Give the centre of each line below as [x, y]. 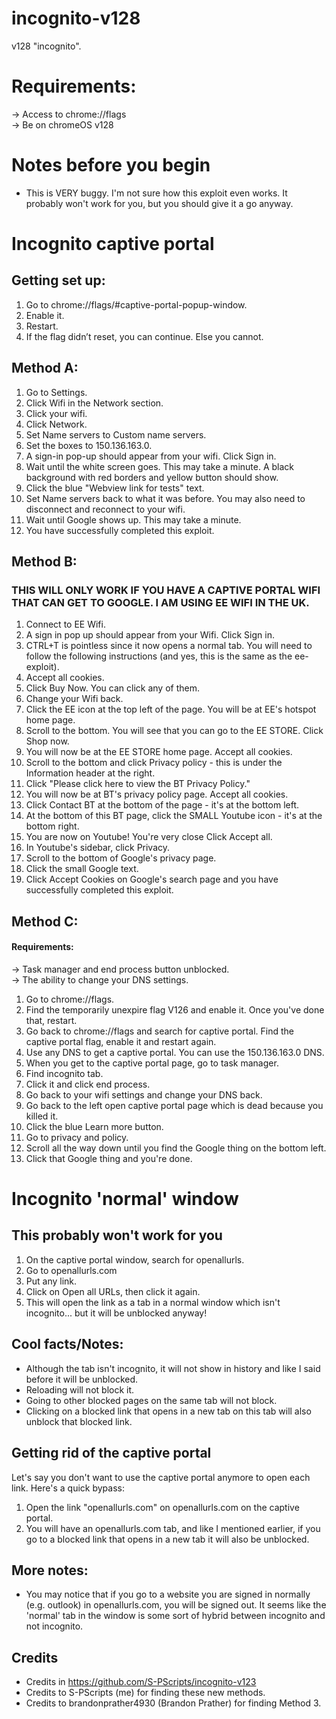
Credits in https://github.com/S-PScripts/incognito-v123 [141, 1682]
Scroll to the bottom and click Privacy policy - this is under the [154, 763]
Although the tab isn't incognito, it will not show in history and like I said [173, 1368]
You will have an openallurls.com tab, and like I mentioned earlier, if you [173, 1528]
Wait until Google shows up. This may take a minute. [133, 519]
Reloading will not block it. [80, 1389]
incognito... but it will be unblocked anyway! [116, 1313]
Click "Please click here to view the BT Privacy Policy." [138, 784]
